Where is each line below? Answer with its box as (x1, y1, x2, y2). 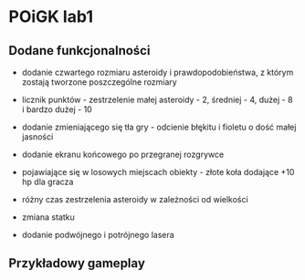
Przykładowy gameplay (8, 255, 145, 271)
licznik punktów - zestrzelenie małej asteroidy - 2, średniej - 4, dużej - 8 (21, 94, 293, 105)
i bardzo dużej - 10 (21, 104, 92, 115)
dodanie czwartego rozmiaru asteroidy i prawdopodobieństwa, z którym (21, 67, 294, 78)
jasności (21, 131, 54, 142)
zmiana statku (21, 212, 75, 223)
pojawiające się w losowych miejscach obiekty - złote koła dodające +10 (21, 167, 295, 177)
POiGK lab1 (8, 6, 93, 27)
